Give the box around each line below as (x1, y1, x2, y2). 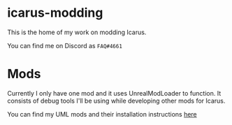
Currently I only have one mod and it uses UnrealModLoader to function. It (7, 89, 222, 97)
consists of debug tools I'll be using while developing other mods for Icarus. (7, 96, 226, 105)
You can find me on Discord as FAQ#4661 (7, 41, 122, 50)
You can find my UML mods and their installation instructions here (7, 110, 197, 118)
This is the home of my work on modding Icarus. (7, 28, 147, 36)
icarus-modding (7, 5, 103, 21)
